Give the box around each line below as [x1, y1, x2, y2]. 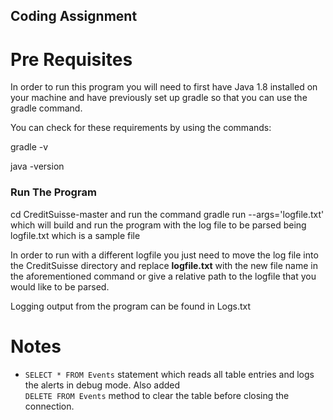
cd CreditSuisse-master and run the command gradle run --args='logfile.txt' [10, 208, 325, 220]
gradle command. [10, 102, 83, 114]
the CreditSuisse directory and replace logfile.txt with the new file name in [10, 259, 318, 271]
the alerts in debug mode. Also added [24, 379, 181, 391]
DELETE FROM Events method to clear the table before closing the [24, 389, 290, 401]
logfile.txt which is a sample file [10, 229, 141, 241]
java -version [10, 160, 65, 173]
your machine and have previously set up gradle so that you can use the [10, 92, 308, 104]
